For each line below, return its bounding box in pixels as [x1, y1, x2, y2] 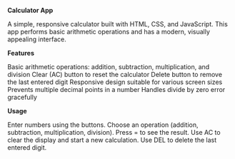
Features [7, 49, 34, 57]
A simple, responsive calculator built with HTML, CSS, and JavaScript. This [7, 20, 229, 28]
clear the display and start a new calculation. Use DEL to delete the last [7, 135, 217, 144]
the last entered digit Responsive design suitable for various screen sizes [7, 78, 223, 86]
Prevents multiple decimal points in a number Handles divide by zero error [7, 86, 226, 93]
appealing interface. [7, 35, 66, 43]
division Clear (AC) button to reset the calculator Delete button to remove [7, 71, 223, 78]
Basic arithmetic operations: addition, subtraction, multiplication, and [7, 63, 210, 71]
